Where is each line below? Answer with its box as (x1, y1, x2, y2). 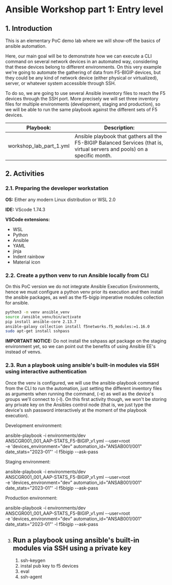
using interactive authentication (5, 368, 87, 375)
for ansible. (5, 299, 29, 306)
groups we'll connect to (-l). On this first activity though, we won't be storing (5, 396, 167, 402)
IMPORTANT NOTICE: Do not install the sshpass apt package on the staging (5, 338, 166, 344)
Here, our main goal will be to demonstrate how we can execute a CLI (5, 53, 152, 59)
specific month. (74, 152, 112, 159)
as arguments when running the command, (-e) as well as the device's (5, 391, 154, 397)
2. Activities (5, 169, 45, 178)
